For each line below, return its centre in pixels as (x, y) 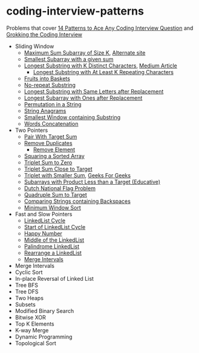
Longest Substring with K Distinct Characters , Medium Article (100, 66)
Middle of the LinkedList (54, 240)
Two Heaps (29, 298)
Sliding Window (34, 46)
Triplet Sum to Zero (48, 162)
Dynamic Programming (44, 337)
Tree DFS (27, 291)
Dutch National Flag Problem (60, 188)
